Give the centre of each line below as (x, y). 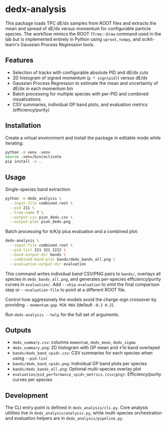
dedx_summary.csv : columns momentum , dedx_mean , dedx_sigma (74, 342)
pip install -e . (23, 162)
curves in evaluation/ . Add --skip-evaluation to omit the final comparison (82, 284)
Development (27, 395)
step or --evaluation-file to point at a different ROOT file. (66, 289)
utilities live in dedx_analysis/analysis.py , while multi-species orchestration (83, 413)
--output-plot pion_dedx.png (40, 222)
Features (19, 61)
